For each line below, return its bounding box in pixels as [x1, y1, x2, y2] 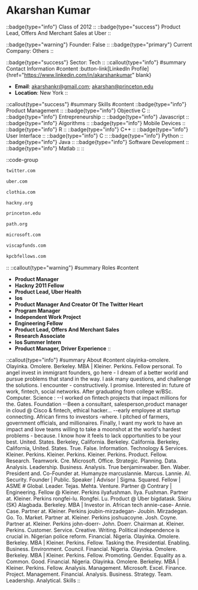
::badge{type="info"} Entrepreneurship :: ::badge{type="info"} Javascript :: [6, 113, 189, 120]
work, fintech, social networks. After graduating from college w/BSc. [6, 388, 173, 395]
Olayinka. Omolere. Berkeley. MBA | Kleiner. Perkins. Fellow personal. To [6, 362, 182, 369]
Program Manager [14, 307, 61, 314]
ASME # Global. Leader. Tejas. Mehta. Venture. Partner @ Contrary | [6, 482, 173, 489]
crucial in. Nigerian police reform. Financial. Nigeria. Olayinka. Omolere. [6, 532, 180, 540]
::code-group [6, 156, 38, 163]
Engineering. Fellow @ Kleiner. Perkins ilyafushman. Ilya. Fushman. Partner [6, 489, 189, 496]
